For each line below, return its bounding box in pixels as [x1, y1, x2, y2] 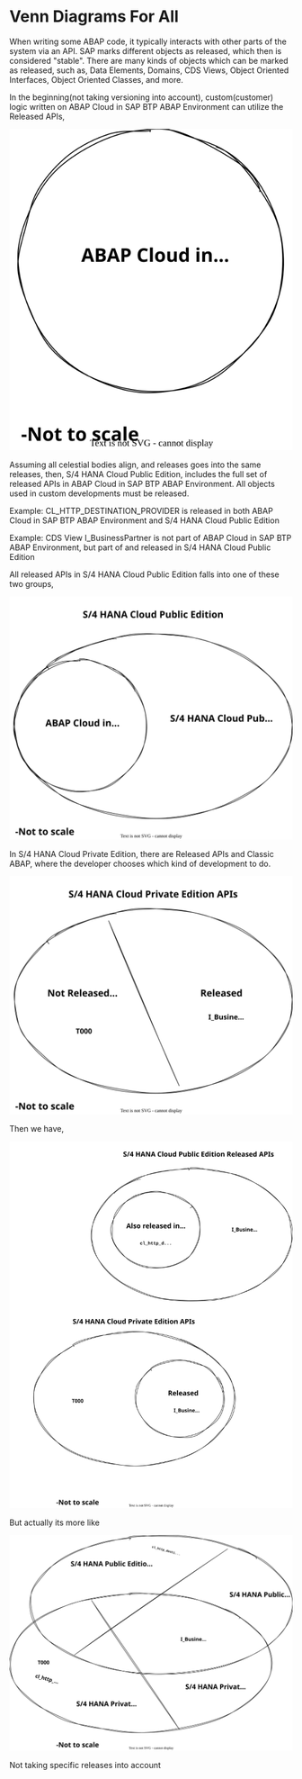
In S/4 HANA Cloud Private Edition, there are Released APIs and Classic [9, 848, 274, 859]
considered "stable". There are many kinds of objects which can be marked [9, 55, 289, 66]
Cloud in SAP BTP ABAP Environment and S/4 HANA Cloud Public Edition [9, 515, 280, 526]
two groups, [9, 578, 54, 589]
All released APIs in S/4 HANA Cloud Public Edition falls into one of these [9, 569, 280, 580]
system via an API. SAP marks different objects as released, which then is [9, 45, 282, 56]
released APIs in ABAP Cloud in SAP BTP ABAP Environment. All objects [9, 478, 276, 489]
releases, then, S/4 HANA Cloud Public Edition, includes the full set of [9, 468, 268, 479]
